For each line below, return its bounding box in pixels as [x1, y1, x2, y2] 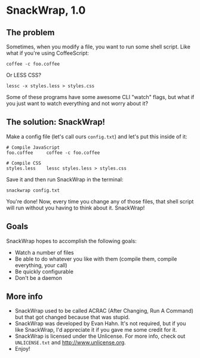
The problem [6, 27, 55, 38]
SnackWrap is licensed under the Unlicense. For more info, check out [14, 332, 186, 340]
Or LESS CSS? [6, 72, 42, 78]
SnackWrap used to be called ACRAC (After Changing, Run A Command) [14, 307, 194, 314]
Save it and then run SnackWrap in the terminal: [6, 175, 124, 183]
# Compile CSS [6, 160, 42, 166]
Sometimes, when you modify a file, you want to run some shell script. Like [6, 43, 191, 50]
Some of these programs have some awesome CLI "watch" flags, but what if [6, 94, 195, 100]
